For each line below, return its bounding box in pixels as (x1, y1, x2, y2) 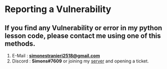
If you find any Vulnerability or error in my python (5, 24, 162, 32)
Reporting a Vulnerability (5, 4, 111, 15)
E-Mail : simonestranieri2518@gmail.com (12, 53, 100, 58)
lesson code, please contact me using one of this (5, 31, 161, 40)
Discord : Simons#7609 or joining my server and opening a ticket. (12, 58, 149, 64)
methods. (5, 39, 36, 48)
